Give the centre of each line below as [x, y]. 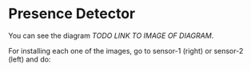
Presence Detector [72, 14]
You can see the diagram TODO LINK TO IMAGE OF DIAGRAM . [111, 35]
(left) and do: [30, 59]
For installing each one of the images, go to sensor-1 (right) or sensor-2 [126, 50]
